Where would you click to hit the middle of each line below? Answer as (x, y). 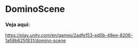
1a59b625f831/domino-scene (35, 41)
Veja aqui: (17, 25)
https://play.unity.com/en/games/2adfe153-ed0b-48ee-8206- (69, 35)
